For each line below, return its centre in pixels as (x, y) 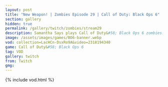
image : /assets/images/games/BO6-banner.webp (53, 38)
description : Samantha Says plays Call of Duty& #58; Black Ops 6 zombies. (85, 33)
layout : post (19, 10)
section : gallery (23, 19)
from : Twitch (19, 61)
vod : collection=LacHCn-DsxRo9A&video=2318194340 (58, 42)
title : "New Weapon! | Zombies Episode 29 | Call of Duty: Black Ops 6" (82, 14)
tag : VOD (14, 51)
